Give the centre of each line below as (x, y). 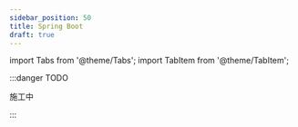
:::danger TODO (39, 78)
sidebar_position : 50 (51, 18)
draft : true (32, 34)
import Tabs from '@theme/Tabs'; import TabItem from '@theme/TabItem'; (149, 61)
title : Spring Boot (46, 26)
